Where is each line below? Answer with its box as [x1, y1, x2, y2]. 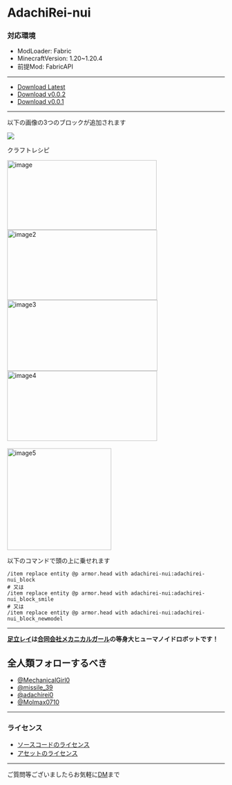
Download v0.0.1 [17, 98, 64, 106]
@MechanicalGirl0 [17, 676, 70, 685]
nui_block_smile [7, 596, 54, 603]
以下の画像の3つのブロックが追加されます [7, 118, 126, 127]
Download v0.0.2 [17, 90, 66, 98]
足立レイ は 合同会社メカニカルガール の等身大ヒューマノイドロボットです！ [7, 635, 219, 643]
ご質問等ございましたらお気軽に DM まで [7, 770, 120, 778]
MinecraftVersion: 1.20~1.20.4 [17, 54, 103, 63]
